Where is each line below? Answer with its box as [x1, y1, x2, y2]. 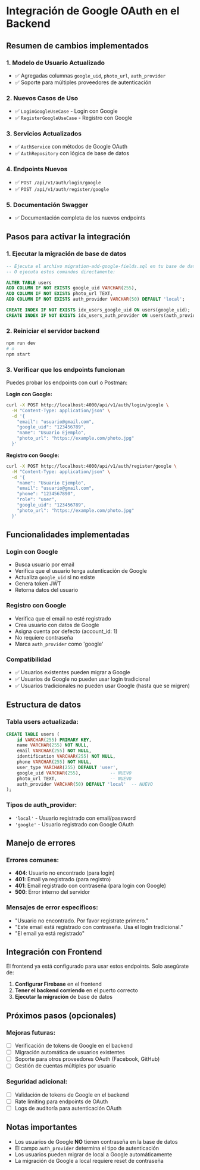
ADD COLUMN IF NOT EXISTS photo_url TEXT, [6, 291, 113, 297]
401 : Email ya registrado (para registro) [14, 876, 111, 883]
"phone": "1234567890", [17, 491, 76, 497]
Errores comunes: [6, 856, 60, 864]
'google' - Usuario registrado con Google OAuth [14, 820, 134, 828]
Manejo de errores [6, 838, 76, 848]
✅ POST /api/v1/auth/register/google [14, 185, 109, 192]
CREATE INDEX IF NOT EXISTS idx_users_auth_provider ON [6, 312, 148, 319]
